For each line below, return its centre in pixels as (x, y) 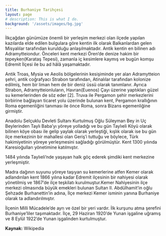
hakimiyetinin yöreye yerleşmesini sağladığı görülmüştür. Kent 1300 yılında (81, 142)
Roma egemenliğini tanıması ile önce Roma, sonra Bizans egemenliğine (78, 106)
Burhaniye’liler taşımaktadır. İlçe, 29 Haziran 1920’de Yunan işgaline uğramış (83, 214)
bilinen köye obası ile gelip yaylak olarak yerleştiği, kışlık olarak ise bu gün (81, 131)
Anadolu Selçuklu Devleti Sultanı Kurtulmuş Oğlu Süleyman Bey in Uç (76, 121)
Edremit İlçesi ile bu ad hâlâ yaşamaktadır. (48, 64)
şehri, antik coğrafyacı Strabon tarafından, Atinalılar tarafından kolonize (78, 79)
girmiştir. (14, 111)
